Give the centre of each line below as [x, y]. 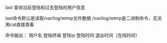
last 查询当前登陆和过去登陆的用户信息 [45, 7]
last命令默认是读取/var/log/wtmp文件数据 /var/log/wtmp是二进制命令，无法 [83, 18]
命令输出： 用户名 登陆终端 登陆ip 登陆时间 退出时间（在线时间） [73, 35]
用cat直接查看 [20, 25]
